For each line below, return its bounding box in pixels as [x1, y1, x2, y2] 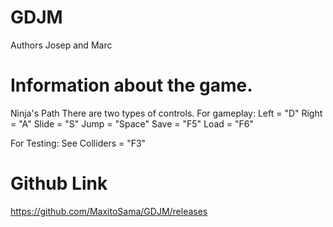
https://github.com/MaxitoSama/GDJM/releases [10, 205, 208, 217]
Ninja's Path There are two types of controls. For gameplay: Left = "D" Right [10, 107, 323, 119]
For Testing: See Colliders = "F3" [10, 137, 147, 149]
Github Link [10, 172, 108, 195]
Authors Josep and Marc [10, 39, 113, 51]
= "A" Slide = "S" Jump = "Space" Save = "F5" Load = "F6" [10, 117, 255, 130]
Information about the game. [10, 74, 253, 97]
